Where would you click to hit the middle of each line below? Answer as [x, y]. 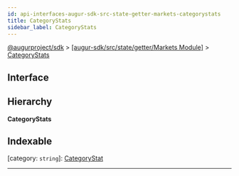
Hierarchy [30, 102]
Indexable [30, 141]
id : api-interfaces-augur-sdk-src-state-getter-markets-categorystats [114, 14]
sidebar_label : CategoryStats [52, 27]
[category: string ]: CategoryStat [55, 158]
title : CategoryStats [39, 21]
